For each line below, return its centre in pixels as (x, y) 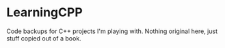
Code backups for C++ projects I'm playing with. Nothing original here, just (112, 31)
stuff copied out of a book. (44, 38)
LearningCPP (44, 13)
